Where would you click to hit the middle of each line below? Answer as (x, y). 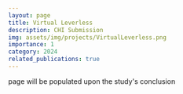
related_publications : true (54, 60)
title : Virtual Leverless (50, 23)
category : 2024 (33, 52)
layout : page (29, 15)
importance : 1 (31, 45)
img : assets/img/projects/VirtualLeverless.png (88, 37)
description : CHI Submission (56, 30)
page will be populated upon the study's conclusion (92, 81)
